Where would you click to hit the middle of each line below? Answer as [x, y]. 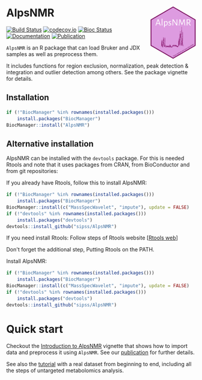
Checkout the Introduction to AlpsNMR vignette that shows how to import [97, 346]
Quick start [35, 329]
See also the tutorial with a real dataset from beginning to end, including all [99, 364]
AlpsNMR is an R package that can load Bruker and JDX [73, 48]
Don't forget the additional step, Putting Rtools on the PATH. [80, 250]
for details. [20, 78]
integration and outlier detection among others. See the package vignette [97, 72]
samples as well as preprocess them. [52, 54]
